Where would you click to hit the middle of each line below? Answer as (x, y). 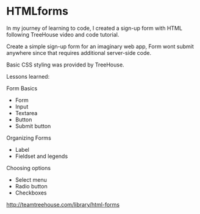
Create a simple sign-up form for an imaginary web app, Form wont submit (100, 46)
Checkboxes (31, 193)
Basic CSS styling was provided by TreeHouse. (65, 65)
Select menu (31, 180)
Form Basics (22, 88)
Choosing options (28, 168)
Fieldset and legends (41, 156)
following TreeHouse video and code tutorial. (63, 34)
